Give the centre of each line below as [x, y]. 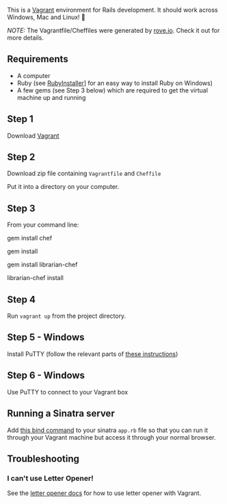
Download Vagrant [33, 136]
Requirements [38, 59]
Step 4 [22, 300]
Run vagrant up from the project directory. [67, 316]
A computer [34, 75]
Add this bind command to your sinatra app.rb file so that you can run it [108, 430]
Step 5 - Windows [46, 337]
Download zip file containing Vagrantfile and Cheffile [84, 173]
